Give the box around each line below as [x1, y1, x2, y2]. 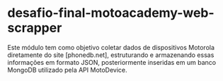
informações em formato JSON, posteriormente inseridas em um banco [7, 58, 217, 66]
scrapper [7, 20, 62, 36]
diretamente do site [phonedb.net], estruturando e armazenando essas [7, 51, 215, 59]
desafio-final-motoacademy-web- [7, 5, 215, 21]
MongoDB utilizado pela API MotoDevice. [7, 66, 127, 74]
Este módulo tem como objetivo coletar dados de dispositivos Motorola [7, 43, 215, 51]
